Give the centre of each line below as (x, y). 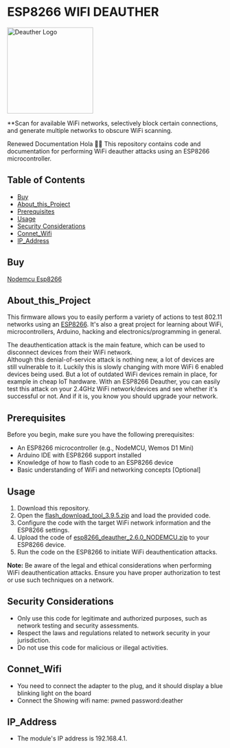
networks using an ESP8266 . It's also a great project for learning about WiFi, (115, 324)
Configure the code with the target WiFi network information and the (114, 523)
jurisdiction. (34, 640)
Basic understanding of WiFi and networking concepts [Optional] (109, 470)
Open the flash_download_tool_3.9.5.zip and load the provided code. (114, 515)
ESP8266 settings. (43, 530)
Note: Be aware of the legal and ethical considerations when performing (109, 565)
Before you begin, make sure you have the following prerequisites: (101, 435)
